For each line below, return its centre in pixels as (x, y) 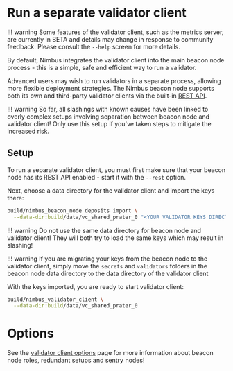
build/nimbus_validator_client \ (55, 300)
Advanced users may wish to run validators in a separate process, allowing (114, 80)
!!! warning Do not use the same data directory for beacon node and (104, 230)
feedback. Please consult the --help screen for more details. (94, 46)
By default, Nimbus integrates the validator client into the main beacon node (116, 60)
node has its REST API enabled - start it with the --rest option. (96, 177)
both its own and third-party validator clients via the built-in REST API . (107, 96)
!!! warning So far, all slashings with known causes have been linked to (108, 109)
